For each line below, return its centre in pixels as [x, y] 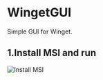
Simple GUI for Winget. [40, 31]
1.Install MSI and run [52, 53]
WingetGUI [39, 13]
